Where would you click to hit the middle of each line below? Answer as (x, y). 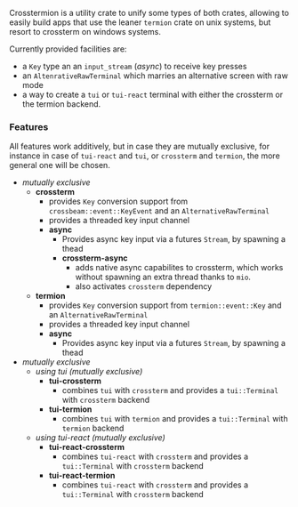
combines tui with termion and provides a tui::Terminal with (175, 419)
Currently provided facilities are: (68, 49)
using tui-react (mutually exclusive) (101, 438)
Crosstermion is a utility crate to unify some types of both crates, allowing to (149, 13)
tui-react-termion (82, 476)
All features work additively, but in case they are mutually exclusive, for (139, 147)
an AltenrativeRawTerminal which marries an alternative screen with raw (155, 76)
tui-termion (70, 409)
